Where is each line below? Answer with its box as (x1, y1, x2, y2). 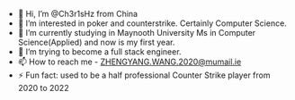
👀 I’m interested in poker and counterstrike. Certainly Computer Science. (17, 18, 288, 29)
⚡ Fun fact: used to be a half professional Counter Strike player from (17, 70, 271, 80)
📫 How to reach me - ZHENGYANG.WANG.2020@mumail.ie (17, 56, 242, 67)
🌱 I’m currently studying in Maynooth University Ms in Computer (17, 28, 256, 37)
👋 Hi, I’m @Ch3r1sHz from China (17, 9, 138, 19)
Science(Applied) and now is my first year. (17, 37, 175, 47)
